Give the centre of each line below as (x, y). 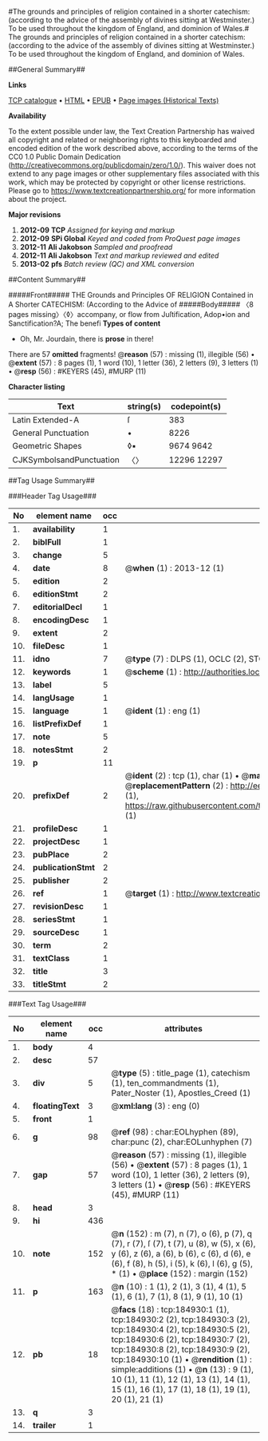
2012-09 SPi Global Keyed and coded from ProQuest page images (130, 238)
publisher (51, 880)
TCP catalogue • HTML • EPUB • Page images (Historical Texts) (114, 100)
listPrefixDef (57, 724)
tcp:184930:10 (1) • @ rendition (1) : (182, 1359)
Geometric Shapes (47, 446)
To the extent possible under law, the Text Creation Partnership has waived (132, 131)
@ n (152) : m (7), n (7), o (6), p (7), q (182, 1234)
